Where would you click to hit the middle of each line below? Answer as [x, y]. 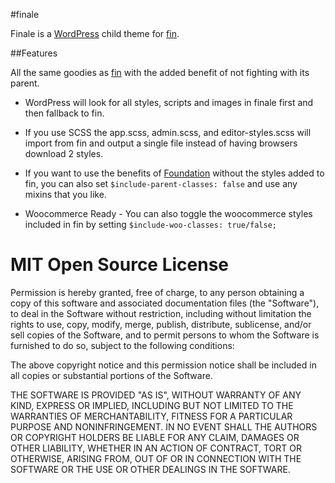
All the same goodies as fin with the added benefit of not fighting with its [160, 72]
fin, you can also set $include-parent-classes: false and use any [161, 183]
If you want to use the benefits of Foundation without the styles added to [174, 173]
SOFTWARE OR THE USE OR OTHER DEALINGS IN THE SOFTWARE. [150, 469]
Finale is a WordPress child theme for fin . [95, 33]
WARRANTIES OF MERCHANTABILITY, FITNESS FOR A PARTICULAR [151, 416]
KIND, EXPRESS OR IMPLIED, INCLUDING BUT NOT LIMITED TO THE [152, 405]
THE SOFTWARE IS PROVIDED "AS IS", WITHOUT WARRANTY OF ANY [156, 395]
